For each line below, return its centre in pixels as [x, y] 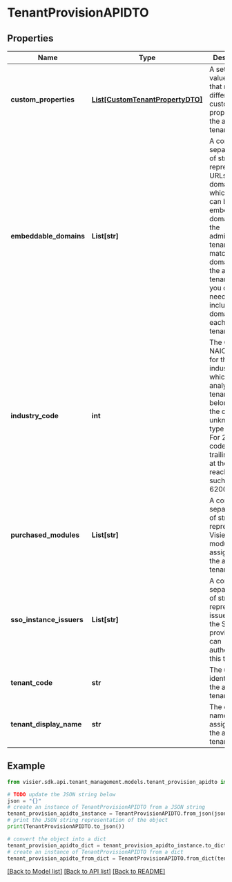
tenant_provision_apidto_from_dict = [61, 858]
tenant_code [32, 683]
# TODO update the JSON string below [61, 794]
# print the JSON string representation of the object [88, 820]
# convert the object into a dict [57, 839]
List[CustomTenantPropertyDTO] [147, 100]
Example [26, 766]
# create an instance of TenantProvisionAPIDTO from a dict [96, 852]
